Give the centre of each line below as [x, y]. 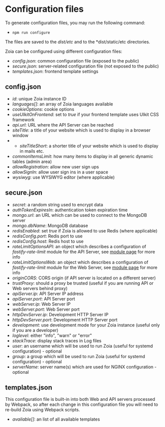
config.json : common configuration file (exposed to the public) [76, 61]
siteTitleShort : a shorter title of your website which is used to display [89, 146]
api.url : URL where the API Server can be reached [63, 125]
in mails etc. [32, 151]
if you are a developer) [35, 330]
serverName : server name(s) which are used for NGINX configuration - [84, 367]
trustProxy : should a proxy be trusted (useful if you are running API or [83, 283]
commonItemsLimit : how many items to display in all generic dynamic [83, 156]
